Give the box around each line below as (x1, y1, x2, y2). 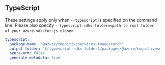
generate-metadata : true (9, 55, 60, 61)
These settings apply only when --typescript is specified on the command (5, 17, 157, 23)
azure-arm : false (9, 51, 45, 56)
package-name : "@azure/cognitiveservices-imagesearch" (9, 41, 124, 46)
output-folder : (9, 46, 41, 51)
